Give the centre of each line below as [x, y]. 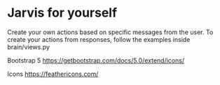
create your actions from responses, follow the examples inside [99, 39]
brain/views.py [29, 47]
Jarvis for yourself [62, 13]
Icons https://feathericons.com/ [53, 74]
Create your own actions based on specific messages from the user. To [110, 32]
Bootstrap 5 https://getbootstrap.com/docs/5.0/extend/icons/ [96, 60]
